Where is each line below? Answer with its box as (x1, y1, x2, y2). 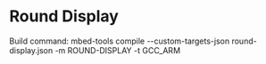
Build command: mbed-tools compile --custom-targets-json (9, 36, 230, 46)
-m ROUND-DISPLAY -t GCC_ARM (54, 44, 181, 55)
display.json (9, 44, 54, 55)
